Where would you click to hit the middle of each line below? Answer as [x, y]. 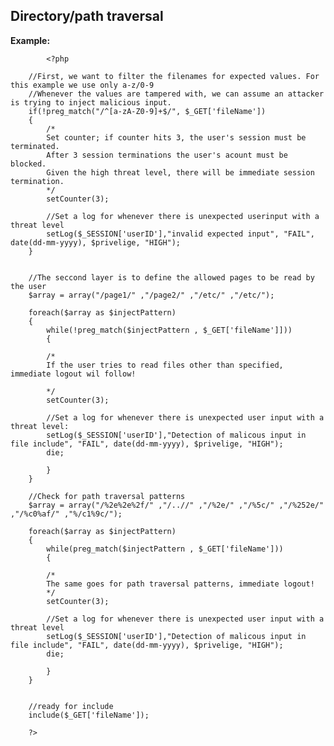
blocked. [28, 164]
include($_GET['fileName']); [89, 715]
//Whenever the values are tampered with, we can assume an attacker [176, 94]
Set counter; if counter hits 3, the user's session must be [176, 137]
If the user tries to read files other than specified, [165, 365]
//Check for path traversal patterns [107, 496]
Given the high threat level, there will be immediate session [180, 172]
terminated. [35, 146]
